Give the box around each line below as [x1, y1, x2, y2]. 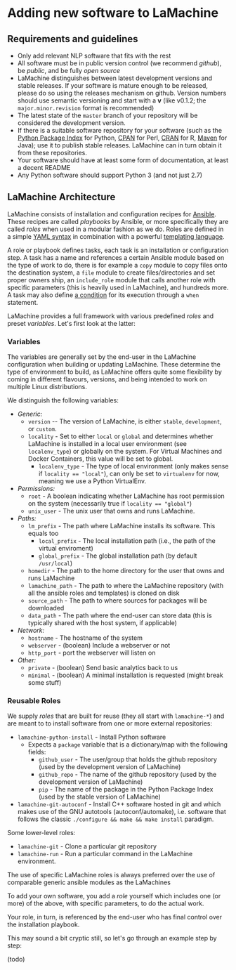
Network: [17, 627, 45, 635]
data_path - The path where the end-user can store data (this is [27, 611, 212, 620]
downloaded [27, 604, 65, 612]
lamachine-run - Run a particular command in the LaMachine [17, 850, 193, 858]
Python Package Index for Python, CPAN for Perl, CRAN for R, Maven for [17, 133, 228, 142]
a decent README [17, 164, 71, 171]
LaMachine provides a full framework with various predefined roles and [7, 311, 214, 320]
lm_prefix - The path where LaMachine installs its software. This [27, 522, 216, 530]
